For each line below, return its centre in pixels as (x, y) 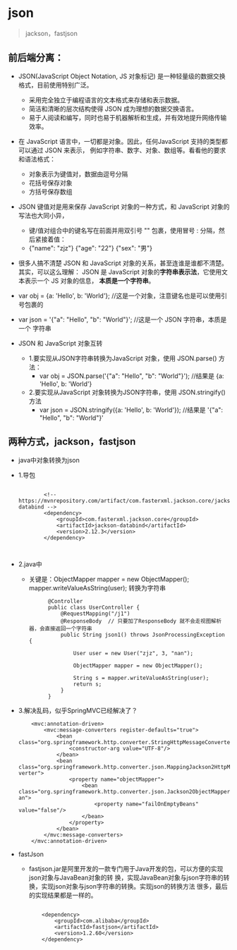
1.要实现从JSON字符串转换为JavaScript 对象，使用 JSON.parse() (123, 358)
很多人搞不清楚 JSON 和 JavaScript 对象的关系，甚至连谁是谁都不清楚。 (123, 263)
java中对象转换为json (49, 460)
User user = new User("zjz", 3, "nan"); (133, 653)
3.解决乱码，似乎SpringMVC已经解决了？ (78, 710)
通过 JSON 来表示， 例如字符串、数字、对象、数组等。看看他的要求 (128, 150)
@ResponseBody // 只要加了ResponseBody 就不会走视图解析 (141, 621)
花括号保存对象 (50, 183)
